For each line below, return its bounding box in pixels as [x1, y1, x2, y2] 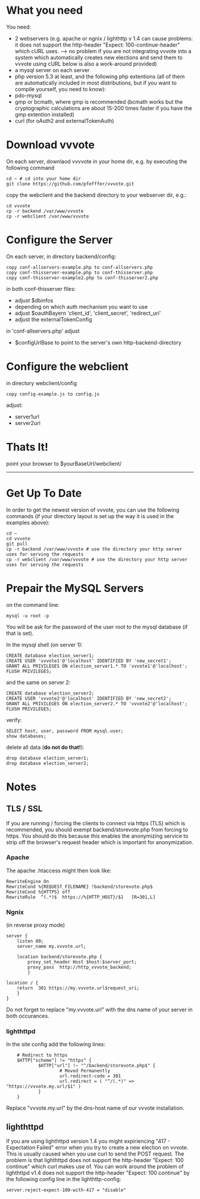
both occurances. [6, 1012, 49, 1020]
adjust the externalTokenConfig [14, 315, 92, 323]
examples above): [6, 519, 50, 526]
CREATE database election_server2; [6, 690, 95, 696]
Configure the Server [6, 233, 113, 247]
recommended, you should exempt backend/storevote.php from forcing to [6, 826, 189, 833]
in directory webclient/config [6, 379, 77, 386]
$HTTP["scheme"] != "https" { [17, 1058, 92, 1064]
